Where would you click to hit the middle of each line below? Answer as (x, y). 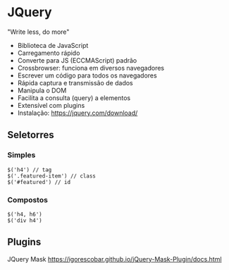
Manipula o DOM (42, 90)
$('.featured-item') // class (52, 176)
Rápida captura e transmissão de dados (75, 82)
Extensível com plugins (51, 105)
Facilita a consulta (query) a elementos (74, 98)
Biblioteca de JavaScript (53, 45)
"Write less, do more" (38, 32)
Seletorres (31, 135)
